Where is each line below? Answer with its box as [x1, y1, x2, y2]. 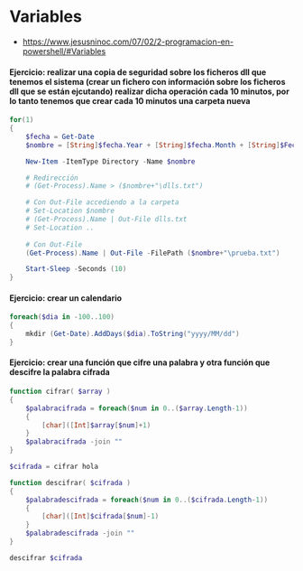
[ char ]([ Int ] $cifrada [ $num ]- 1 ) [41, 512, 160, 521]
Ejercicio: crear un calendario [9, 292, 123, 304]
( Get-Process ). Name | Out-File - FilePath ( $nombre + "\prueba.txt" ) [25, 248, 280, 257]
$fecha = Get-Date [25, 132, 95, 141]
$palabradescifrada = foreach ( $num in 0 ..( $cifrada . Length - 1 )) [25, 495, 269, 504]
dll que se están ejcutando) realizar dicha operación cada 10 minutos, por [9, 86, 290, 97]
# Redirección [25, 173, 78, 183]
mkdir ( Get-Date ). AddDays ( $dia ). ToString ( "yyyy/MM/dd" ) [25, 330, 241, 339]
